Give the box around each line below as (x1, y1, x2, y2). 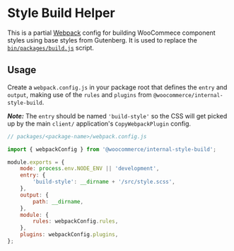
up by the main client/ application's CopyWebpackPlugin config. (7, 119, 192, 128)
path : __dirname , (33, 198, 83, 205)
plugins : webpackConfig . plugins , (20, 231, 119, 238)
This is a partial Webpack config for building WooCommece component (7, 28, 216, 37)
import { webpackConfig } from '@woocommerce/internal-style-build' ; (7, 145, 217, 153)
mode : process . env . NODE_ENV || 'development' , (20, 165, 160, 172)
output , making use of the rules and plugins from (7, 90, 152, 99)
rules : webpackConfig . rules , (33, 218, 119, 225)
